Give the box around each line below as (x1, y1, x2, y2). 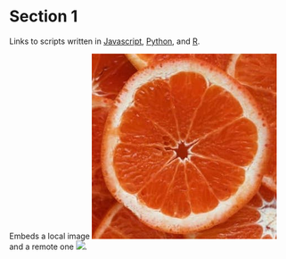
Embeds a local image (9, 230, 91, 241)
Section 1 (9, 6, 78, 27)
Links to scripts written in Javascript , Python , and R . (9, 36, 200, 46)
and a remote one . (9, 241, 87, 252)
